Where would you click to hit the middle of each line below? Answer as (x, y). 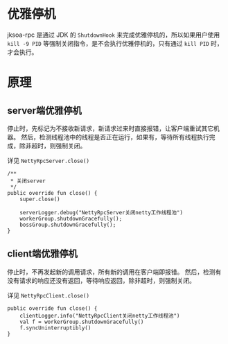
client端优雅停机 (43, 254)
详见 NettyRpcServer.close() (49, 160)
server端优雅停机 (44, 111)
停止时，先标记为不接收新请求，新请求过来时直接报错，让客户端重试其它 (110, 128)
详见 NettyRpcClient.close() (49, 295)
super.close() (40, 199)
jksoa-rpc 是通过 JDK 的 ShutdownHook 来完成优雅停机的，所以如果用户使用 (114, 35)
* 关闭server (28, 181)
